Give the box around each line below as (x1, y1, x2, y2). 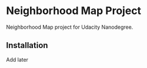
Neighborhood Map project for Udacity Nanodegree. (6, 23, 133, 30)
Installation (6, 40, 48, 50)
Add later (6, 56, 28, 63)
